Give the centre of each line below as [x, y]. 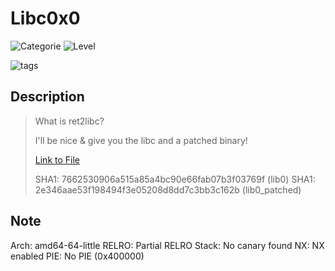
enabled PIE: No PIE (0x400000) [77, 256]
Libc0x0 [45, 18]
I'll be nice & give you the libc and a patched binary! [141, 140]
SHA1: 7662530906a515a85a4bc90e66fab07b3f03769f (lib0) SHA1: [175, 179]
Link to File [57, 159]
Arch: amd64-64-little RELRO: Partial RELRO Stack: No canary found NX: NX [167, 245]
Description [47, 97]
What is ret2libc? [69, 121]
